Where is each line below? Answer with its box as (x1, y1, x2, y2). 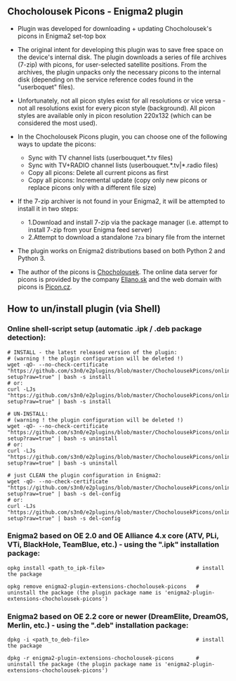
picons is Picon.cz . (17, 283, 72, 291)
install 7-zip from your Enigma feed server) (27, 225, 152, 234)
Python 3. (17, 254, 46, 262)
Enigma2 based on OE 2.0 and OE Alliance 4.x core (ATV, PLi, (7, 531, 219, 540)
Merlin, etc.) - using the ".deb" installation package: (7, 620, 189, 630)
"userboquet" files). (17, 82, 75, 91)
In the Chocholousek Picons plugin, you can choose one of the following (17, 132, 228, 141)
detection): (7, 333, 46, 343)
